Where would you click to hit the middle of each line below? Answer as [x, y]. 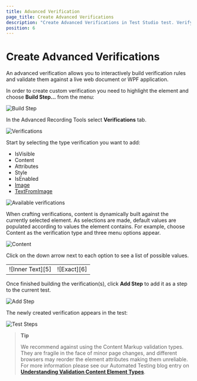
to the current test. [29, 290]
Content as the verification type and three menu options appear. [84, 233]
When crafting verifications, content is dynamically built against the [87, 214]
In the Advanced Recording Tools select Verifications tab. [76, 120]
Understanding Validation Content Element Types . [83, 372]
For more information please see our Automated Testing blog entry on [105, 366]
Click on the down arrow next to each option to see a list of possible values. [98, 255]
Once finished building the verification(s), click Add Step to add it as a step [97, 284]
